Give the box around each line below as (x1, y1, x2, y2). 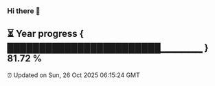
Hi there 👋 (7, 6, 41, 16)
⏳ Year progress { (7, 28, 84, 40)
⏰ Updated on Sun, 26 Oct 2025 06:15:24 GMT (7, 71, 141, 79)
